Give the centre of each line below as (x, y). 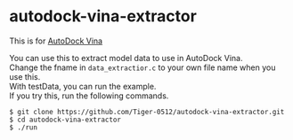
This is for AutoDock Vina (56, 41)
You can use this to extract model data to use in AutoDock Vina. (126, 58)
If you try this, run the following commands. (89, 96)
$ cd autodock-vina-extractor (65, 120)
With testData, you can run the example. (83, 86)
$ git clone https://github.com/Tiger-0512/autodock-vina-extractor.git (147, 112)
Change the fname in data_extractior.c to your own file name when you (142, 67)
